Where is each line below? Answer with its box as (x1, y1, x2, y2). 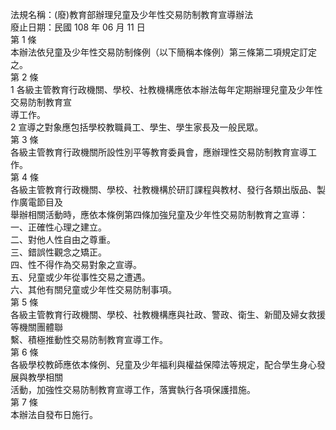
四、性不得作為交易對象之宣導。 (10, 259, 142, 270)
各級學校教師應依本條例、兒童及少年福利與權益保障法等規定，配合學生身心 (10, 359, 317, 370)
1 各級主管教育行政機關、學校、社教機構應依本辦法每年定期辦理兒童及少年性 (10, 84, 323, 95)
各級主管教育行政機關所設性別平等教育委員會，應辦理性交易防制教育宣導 (10, 146, 308, 158)
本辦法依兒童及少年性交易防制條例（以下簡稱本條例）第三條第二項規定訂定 (10, 46, 317, 58)
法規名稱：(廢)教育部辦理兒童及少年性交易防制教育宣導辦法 (10, 9, 254, 20)
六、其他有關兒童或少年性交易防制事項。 (10, 284, 177, 295)
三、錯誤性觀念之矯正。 (10, 246, 107, 258)
